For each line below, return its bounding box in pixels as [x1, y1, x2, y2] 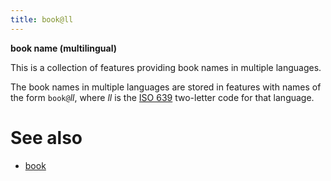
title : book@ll [10, 14, 74, 25]
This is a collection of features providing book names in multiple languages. [10, 61, 322, 73]
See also [10, 126, 83, 149]
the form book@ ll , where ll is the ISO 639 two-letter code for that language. [10, 91, 315, 103]
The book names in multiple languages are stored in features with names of [10, 81, 322, 93]
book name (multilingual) [10, 42, 117, 54]
